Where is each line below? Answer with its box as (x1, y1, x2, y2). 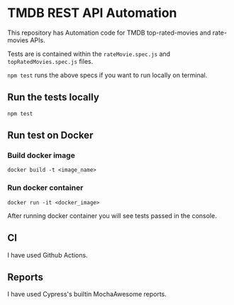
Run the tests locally (7, 91, 99, 103)
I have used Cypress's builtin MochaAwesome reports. (7, 290, 167, 299)
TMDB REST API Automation (7, 5, 177, 21)
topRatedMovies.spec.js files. (7, 57, 94, 65)
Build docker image (7, 151, 76, 161)
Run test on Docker (7, 130, 94, 142)
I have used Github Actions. (7, 251, 88, 259)
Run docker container (7, 183, 84, 192)
